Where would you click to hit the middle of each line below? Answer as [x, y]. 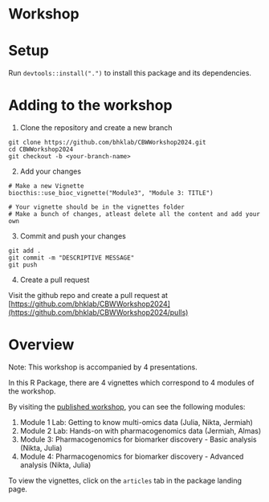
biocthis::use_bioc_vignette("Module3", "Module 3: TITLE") [111, 194]
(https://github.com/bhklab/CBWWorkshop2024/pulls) [98, 312]
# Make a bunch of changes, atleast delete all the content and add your [134, 214]
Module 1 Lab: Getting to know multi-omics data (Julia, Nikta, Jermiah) [136, 422]
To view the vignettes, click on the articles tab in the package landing [125, 480]
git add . [25, 251]
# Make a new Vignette [46, 186]
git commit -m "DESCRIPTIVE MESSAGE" [71, 258]
